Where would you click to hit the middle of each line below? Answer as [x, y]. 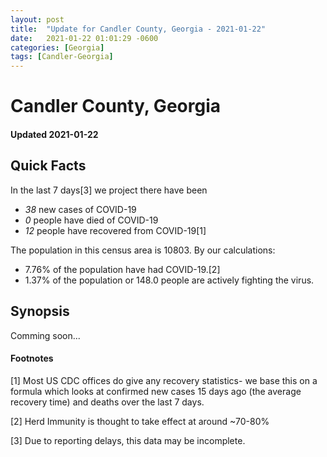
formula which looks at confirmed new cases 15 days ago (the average [156, 391]
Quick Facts [48, 166]
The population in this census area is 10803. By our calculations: [143, 250]
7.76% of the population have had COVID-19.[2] [122, 269]
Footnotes [32, 358]
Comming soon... [45, 335]
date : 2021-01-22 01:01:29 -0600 [84, 38]
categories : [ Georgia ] [57, 47]
